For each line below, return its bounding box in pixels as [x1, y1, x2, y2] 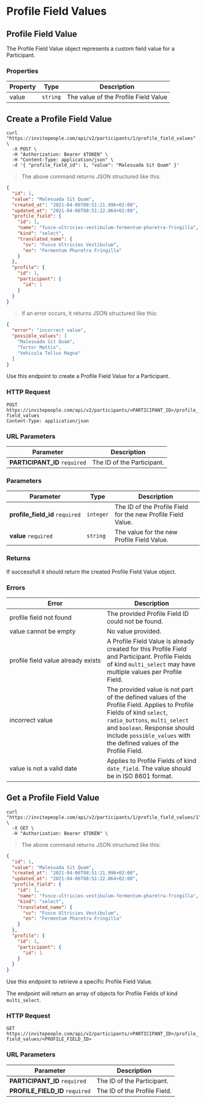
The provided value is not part [107, 685, 194, 694]
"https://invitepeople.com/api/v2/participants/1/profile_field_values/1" [6, 814, 202, 821]
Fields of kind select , [107, 708, 168, 716]
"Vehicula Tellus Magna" [17, 350, 81, 356]
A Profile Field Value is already [107, 637, 194, 645]
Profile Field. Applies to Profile [107, 700, 194, 709]
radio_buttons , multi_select [107, 716, 189, 724]
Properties [6, 66, 39, 75]
